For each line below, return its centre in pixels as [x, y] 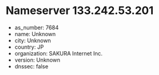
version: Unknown [37, 60]
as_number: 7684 [37, 27]
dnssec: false [31, 66]
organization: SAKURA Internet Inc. [58, 53]
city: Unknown [33, 40]
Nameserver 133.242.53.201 [79, 11]
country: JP [29, 47]
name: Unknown [35, 34]
